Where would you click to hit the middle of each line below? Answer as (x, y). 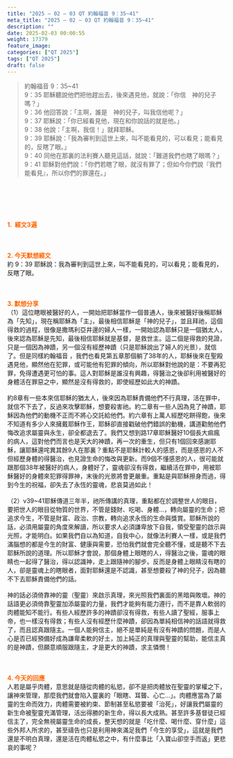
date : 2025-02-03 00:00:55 (46, 33)
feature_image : (29, 46)
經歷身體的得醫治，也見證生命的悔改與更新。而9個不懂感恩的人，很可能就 (118, 459)
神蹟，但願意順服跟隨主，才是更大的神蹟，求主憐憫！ (95, 647)
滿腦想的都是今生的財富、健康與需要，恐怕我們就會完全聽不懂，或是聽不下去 (116, 544)
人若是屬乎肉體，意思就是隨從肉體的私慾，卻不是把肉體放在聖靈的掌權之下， (116, 686)
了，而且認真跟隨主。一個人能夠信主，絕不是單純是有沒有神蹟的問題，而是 (113, 629)
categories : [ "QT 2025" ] (43, 53)
